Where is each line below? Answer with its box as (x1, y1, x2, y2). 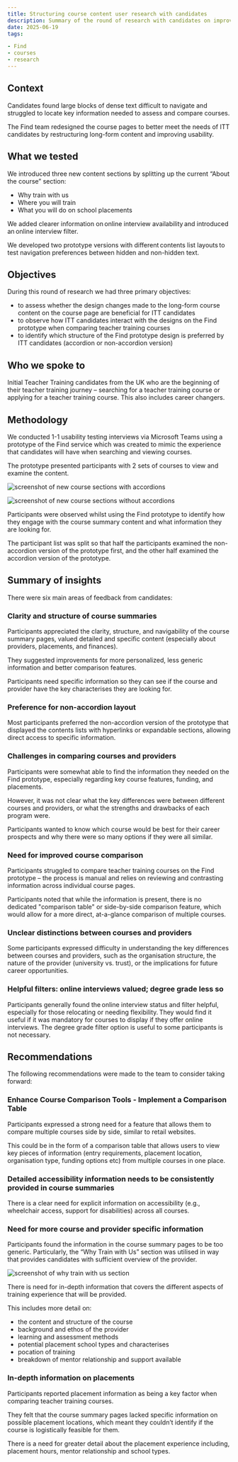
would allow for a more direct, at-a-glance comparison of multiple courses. (7, 910, 227, 918)
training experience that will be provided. (7, 1291, 127, 1299)
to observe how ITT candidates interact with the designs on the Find (17, 316, 217, 325)
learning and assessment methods (17, 1333, 119, 1342)
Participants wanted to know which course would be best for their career (7, 825, 220, 833)
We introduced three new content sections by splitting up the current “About (7, 169, 230, 178)
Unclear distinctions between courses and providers (7, 928, 193, 938)
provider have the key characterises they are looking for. (7, 685, 172, 693)
